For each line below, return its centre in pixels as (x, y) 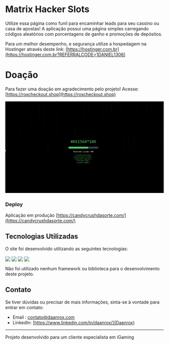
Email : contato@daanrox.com (44, 317)
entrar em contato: (24, 307)
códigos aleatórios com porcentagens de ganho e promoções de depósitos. (84, 34)
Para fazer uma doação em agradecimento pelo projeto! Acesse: (72, 89)
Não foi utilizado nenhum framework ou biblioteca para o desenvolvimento (82, 269)
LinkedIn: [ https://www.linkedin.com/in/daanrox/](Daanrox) (73, 322)
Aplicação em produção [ (31, 215)
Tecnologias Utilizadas (42, 237)
